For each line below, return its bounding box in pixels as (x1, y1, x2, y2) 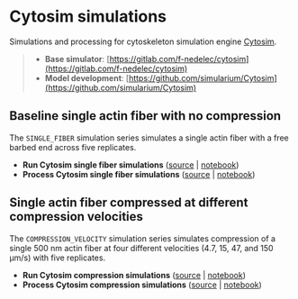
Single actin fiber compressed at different (9, 195, 248, 211)
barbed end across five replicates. (9, 141, 137, 152)
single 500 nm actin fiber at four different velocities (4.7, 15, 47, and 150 (9, 242, 274, 253)
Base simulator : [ (44, 53, 110, 64)
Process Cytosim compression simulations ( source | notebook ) (22, 279, 263, 290)
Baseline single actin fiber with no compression (9, 108, 282, 123)
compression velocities (9, 209, 144, 224)
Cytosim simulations (9, 6, 167, 27)
